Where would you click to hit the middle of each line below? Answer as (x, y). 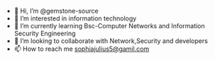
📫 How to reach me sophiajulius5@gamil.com (82, 49)
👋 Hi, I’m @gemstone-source (56, 11)
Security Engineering (45, 33)
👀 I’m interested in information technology (75, 18)
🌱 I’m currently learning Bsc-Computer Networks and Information (110, 26)
